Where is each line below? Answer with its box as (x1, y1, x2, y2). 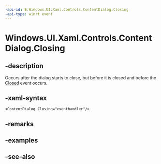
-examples (5, 136, 38, 145)
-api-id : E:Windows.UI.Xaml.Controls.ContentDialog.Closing (5, 7, 129, 12)
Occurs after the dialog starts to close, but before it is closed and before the (5, 75, 156, 80)
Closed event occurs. (5, 80, 47, 86)
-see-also (5, 153, 35, 161)
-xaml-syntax (5, 94, 47, 102)
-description (5, 62, 44, 70)
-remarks (5, 119, 34, 128)
